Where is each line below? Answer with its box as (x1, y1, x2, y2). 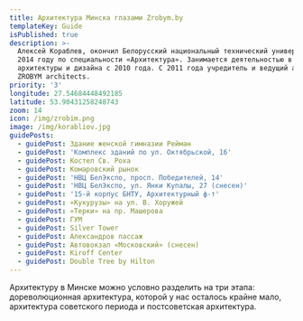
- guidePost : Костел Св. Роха (17, 156, 131, 165)
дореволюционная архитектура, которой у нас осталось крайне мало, (9, 291, 282, 302)
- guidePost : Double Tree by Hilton (17, 257, 155, 267)
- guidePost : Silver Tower (17, 223, 119, 232)
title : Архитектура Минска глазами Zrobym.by (9, 13, 183, 23)
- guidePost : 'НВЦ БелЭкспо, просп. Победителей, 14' (17, 173, 224, 182)
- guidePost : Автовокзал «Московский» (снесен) (17, 241, 200, 250)
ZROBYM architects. (17, 72, 91, 81)
